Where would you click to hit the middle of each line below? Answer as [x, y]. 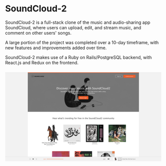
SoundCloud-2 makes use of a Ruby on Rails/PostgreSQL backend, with [79, 57]
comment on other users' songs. [38, 33]
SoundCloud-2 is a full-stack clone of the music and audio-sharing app [78, 22]
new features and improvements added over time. [56, 48]
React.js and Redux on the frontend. [42, 62]
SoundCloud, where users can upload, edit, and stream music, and [73, 27]
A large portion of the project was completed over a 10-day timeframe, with [82, 42]
